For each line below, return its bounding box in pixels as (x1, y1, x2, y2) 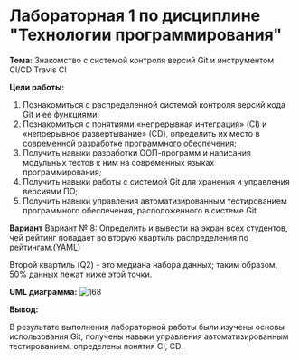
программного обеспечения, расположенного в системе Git (22, 204, 257, 215)
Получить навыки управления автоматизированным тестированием (22, 195, 287, 206)
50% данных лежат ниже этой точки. (9, 269, 153, 279)
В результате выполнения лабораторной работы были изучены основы (9, 321, 285, 332)
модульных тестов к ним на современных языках (22, 156, 215, 167)
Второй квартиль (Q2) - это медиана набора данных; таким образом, (9, 259, 278, 270)
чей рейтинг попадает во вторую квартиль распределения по (9, 232, 249, 242)
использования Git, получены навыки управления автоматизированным (9, 331, 289, 342)
